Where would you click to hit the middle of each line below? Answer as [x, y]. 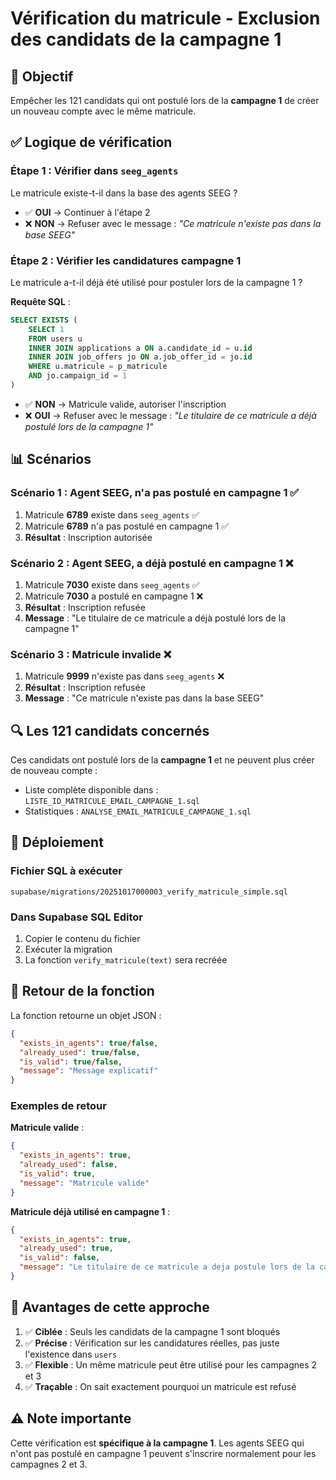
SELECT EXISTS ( [44, 320]
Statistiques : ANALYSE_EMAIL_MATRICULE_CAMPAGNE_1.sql [138, 811]
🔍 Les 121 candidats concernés [110, 730]
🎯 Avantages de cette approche [110, 1307]
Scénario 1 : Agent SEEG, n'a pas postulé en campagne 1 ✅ [155, 493]
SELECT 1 [46, 329]
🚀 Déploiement [57, 842]
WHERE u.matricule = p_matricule [98, 367]
